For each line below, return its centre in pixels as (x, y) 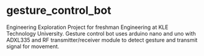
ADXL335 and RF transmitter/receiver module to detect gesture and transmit (102, 40)
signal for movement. (33, 46)
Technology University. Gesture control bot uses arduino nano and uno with (101, 33)
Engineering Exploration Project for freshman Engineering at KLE (87, 27)
